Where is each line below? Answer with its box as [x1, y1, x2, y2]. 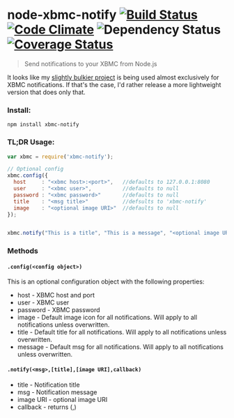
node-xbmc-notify [7, 7, 117, 23]
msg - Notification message [17, 387, 97, 396]
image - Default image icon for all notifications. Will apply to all [17, 313, 197, 322]
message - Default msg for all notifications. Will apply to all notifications [17, 343, 224, 351]
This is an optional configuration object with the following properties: [7, 277, 205, 286]
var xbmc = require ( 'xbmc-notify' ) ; [7, 153, 114, 160]
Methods [7, 246, 38, 256]
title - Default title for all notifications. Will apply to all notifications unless [17, 328, 227, 336]
